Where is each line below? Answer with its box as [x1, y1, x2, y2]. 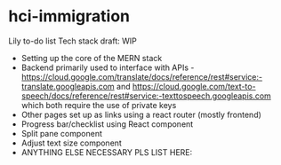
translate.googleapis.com [20, 81, 115, 91]
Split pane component [20, 128, 103, 138]
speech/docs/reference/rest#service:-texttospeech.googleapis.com [20, 90, 272, 101]
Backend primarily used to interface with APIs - [20, 62, 195, 73]
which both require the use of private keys [20, 99, 177, 110]
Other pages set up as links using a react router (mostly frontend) [20, 109, 261, 120]
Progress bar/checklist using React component [20, 118, 194, 130]
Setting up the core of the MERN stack [20, 52, 163, 63]
